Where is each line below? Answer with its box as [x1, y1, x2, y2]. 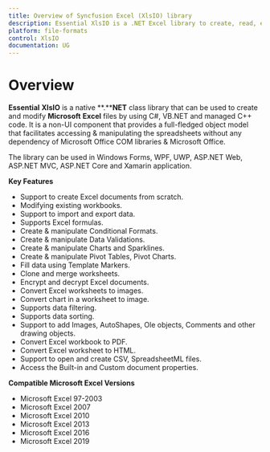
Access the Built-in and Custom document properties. [19, 363, 198, 373]
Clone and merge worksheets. [19, 269, 121, 279]
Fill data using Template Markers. [19, 260, 130, 270]
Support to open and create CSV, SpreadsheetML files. [19, 354, 202, 364]
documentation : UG [8, 42, 70, 50]
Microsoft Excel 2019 [19, 437, 90, 446]
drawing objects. [19, 328, 76, 338]
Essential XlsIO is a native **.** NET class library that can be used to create [8, 103, 259, 112]
